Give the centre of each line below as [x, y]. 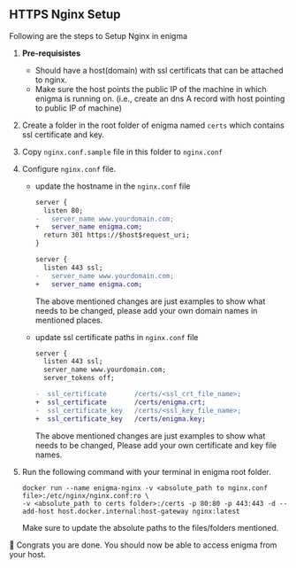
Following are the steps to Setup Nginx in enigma [99, 35]
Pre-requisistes [51, 53]
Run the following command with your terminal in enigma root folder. [147, 471]
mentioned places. [69, 320]
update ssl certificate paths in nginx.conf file [117, 337]
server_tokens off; [79, 378]
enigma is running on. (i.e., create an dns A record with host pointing [160, 98]
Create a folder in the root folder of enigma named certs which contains [153, 125]
